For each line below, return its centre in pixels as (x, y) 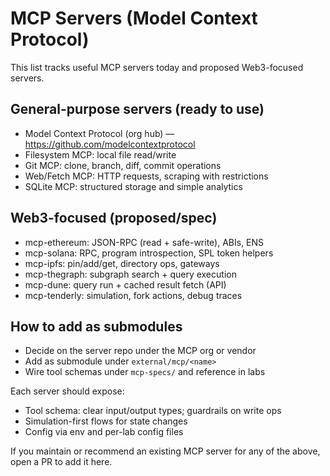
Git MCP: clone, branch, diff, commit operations (123, 165)
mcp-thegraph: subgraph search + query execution (130, 274)
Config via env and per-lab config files (104, 432)
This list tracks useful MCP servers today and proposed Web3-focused (157, 67)
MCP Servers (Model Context (134, 18)
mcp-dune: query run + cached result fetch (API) (125, 284)
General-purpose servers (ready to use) (137, 109)
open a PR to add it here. (61, 462)
